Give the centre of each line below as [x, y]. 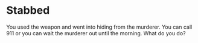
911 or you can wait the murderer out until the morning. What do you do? [96, 33]
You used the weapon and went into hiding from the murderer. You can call [99, 27]
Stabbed [28, 10]
